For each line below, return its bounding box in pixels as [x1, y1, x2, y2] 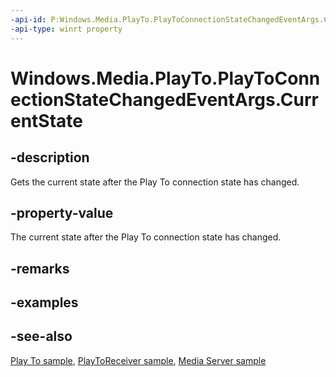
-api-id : [10, 14, 47, 25]
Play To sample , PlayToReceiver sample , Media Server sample [10, 354, 267, 366]
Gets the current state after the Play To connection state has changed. [10, 176, 300, 188]
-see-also [10, 328, 73, 345]
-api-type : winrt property [10, 24, 123, 34]
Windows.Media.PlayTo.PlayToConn [10, 67, 321, 90]
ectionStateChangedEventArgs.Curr [10, 88, 320, 111]
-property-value [10, 204, 114, 221]
